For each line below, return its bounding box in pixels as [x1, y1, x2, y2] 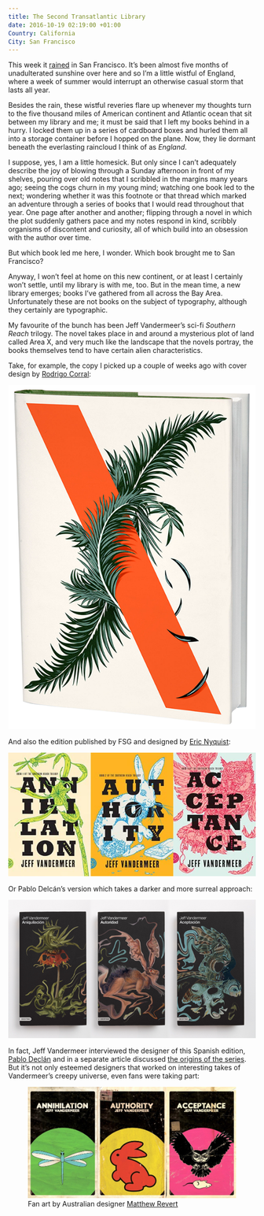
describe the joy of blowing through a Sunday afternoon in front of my [8, 166, 235, 176]
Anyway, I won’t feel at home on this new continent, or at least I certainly [8, 272, 244, 281]
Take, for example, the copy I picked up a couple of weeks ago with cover [8, 361, 247, 370]
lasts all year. [8, 85, 51, 95]
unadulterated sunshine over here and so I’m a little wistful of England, [8, 69, 236, 78]
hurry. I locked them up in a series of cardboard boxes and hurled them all [8, 126, 248, 135]
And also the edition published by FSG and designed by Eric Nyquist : [8, 737, 231, 747]
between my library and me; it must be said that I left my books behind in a [8, 117, 250, 127]
